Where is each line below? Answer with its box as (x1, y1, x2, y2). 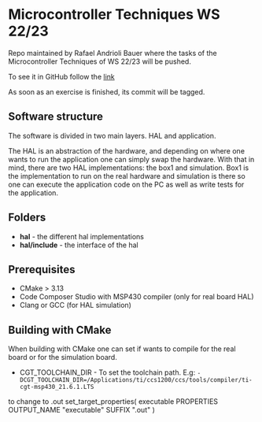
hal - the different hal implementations (19, 231, 144, 241)
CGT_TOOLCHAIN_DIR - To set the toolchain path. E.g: (19, 368, 196, 377)
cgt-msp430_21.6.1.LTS (19, 383, 94, 391)
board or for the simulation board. (8, 353, 118, 362)
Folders (8, 211, 46, 224)
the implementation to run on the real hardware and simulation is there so (8, 171, 245, 180)
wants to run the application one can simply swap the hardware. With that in (8, 154, 255, 164)
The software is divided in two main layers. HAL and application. (8, 131, 216, 140)
